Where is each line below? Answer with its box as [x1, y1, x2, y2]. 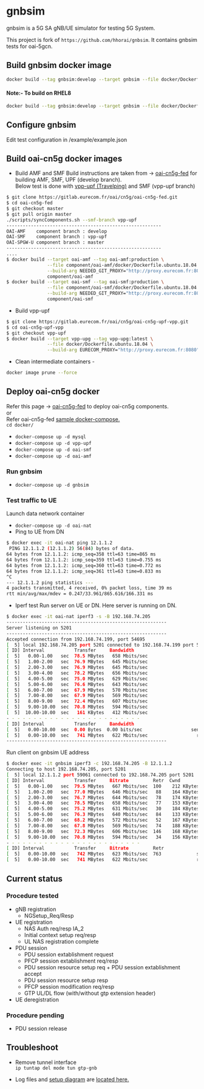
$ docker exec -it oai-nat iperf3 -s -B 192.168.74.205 [6, 614, 151, 620]
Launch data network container [6, 510, 85, 517]
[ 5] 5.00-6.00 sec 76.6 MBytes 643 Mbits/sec [6, 681, 148, 687]
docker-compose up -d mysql [15, 433, 86, 440]
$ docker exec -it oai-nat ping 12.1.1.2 [6, 540, 113, 546]
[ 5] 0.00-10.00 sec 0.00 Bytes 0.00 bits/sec [6, 726, 143, 733]
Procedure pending [6, 1011, 65, 1019]
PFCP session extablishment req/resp [24, 957, 118, 964]
